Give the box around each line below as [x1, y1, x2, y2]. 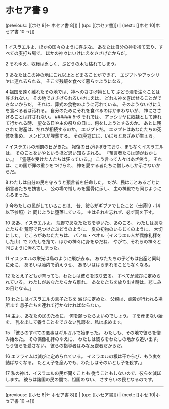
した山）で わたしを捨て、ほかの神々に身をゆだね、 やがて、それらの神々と [5, 238, 162, 244]
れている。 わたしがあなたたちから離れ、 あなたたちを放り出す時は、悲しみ [5, 279, 162, 285]
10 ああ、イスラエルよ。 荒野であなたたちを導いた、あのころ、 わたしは [5, 220, 154, 226]
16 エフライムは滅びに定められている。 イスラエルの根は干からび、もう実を [5, 353, 162, 359]
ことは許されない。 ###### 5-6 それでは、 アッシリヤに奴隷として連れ [14, 114, 162, 120]
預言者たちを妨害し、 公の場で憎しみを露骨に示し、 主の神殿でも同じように [5, 185, 162, 191]
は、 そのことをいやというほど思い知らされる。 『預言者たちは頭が [5, 150, 144, 156]
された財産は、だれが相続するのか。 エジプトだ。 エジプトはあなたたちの [5, 126, 157, 132]
